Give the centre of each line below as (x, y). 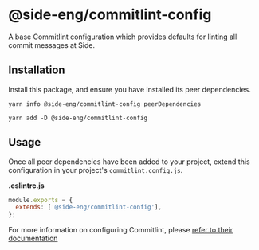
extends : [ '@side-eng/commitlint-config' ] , (88, 207)
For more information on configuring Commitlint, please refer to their (121, 230)
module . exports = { (41, 200)
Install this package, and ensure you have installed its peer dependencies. (129, 89)
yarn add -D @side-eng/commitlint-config (78, 118)
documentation (33, 238)
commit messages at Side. (52, 45)
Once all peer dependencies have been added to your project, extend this (129, 162)
